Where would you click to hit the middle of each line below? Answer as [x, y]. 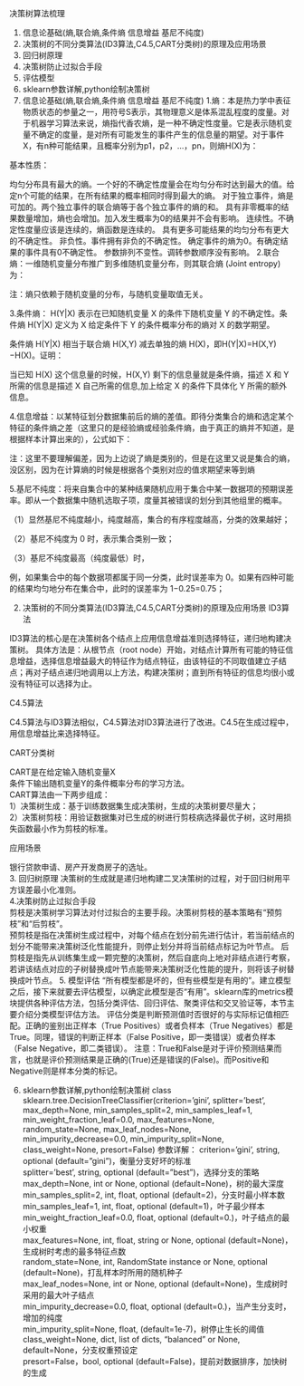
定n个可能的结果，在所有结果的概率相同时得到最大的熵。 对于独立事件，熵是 [152, 196]
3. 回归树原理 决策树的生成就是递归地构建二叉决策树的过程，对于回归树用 [146, 878]
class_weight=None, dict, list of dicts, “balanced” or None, [131, 1339]
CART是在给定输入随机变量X [62, 772]
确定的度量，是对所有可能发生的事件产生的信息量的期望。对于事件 [161, 135]
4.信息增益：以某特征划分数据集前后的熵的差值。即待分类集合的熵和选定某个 [152, 416]
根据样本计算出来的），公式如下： [71, 439]
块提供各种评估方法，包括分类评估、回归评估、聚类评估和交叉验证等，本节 [148, 1003]
